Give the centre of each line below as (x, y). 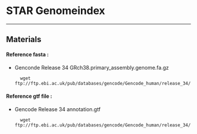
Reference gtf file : (29, 96)
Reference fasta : (27, 54)
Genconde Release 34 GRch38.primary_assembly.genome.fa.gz (91, 67)
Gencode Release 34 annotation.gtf (57, 109)
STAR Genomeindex (56, 11)
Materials (24, 39)
